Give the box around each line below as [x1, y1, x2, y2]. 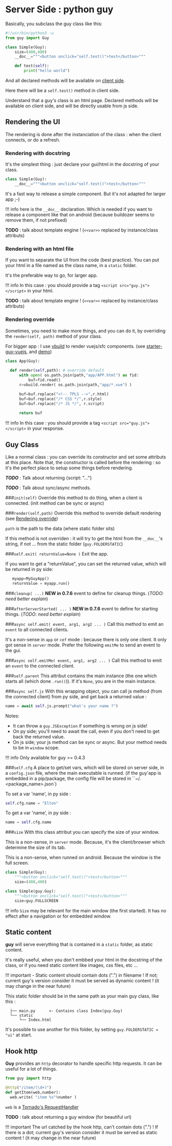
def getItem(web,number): [5, 1090, 61, 1095]
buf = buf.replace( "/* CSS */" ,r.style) [18, 396, 102, 402]
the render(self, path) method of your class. [5, 333, 103, 339]
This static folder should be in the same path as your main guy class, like [5, 993, 159, 999]
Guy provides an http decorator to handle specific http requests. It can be [5, 1060, 162, 1066]
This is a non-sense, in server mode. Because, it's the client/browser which [5, 839, 165, 845]
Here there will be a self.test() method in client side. [5, 87, 120, 93]
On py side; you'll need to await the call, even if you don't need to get [12, 728, 160, 734]
